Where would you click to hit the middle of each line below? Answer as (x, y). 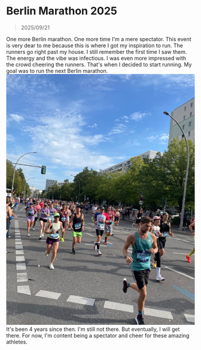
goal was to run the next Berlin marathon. (57, 70)
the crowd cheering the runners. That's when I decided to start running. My (99, 65)
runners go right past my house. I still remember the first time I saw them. (97, 51)
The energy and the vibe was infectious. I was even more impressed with (96, 58)
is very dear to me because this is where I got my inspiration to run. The (95, 45)
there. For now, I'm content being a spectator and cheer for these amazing (98, 335)
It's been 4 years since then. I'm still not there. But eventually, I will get (93, 329)
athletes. (17, 342)
